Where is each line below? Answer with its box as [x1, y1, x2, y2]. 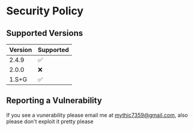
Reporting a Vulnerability [6, 96, 102, 106]
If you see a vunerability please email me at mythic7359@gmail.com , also [6, 111, 188, 118]
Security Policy [6, 4, 84, 18]
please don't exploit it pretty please [6, 118, 94, 125]
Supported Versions [6, 28, 83, 38]
